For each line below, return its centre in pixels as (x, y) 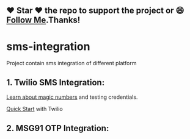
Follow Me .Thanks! (43, 20)
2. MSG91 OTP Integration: (58, 128)
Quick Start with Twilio (35, 109)
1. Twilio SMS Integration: (56, 82)
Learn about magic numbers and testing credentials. (72, 97)
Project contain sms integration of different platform (71, 63)
